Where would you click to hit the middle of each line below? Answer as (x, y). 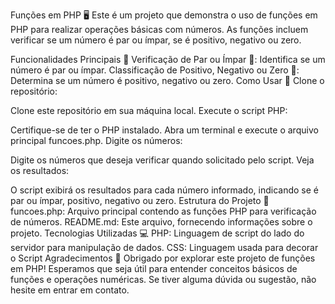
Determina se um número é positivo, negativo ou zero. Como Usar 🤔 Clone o (167, 80)
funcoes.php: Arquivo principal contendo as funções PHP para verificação (163, 211)
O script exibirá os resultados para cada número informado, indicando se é (165, 190)
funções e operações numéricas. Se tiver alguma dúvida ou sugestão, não (163, 279)
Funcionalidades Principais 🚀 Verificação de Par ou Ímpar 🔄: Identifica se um (168, 59)
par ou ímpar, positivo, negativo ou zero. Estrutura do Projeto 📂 (140, 200)
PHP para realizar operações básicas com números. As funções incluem (159, 29)
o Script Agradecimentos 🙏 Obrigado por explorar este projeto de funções (163, 258)
